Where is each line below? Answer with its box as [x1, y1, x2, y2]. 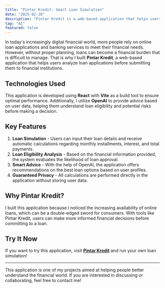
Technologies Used [5, 79, 65, 88]
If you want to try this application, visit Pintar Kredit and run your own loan [5, 248, 156, 254]
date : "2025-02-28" [5, 12, 45, 17]
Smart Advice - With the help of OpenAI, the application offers [12, 161, 139, 167]
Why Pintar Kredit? [5, 192, 65, 200]
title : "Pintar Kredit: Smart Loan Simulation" [5, 7, 105, 12]
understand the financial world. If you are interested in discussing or [5, 272, 143, 278]
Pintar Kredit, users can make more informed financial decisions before [5, 215, 149, 221]
